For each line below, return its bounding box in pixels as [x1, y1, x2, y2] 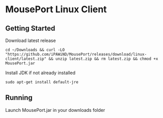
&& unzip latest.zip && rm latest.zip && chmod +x [48, 56, 158, 61]
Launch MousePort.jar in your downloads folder [5, 107, 105, 113]
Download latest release [5, 37, 56, 43]
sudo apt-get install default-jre [5, 80, 79, 85]
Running [5, 93, 33, 102]
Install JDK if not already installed [5, 70, 75, 76]
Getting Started [5, 24, 56, 33]
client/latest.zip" [5, 56, 47, 61]
